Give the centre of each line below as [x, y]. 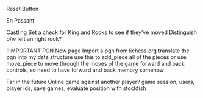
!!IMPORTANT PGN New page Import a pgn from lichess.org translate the [98, 51]
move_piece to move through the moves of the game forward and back [95, 64]
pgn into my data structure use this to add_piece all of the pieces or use [97, 57]
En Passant [20, 20]
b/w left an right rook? [34, 39]
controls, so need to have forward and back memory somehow [85, 70]
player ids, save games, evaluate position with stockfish [76, 88]
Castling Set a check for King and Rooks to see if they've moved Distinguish [101, 32]
